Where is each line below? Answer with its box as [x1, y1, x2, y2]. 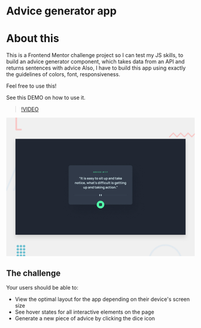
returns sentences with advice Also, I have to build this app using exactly [6, 64, 186, 71]
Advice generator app [6, 4, 117, 18]
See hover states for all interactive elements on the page [14, 308, 154, 316]
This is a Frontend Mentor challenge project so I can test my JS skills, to [6, 52, 184, 59]
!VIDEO [20, 106, 39, 113]
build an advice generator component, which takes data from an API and [6, 58, 185, 65]
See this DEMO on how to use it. [6, 94, 86, 102]
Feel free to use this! [6, 82, 57, 90]
